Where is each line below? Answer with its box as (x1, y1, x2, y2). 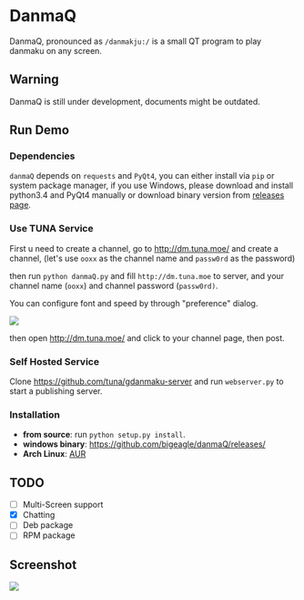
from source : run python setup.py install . (22, 429, 186, 440)
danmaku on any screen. (9, 45, 103, 56)
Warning (9, 72, 59, 88)
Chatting (22, 510, 56, 521)
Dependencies (9, 150, 76, 162)
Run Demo (9, 122, 70, 138)
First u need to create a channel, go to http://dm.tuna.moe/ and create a (9, 243, 279, 253)
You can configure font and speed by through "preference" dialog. (9, 297, 258, 308)
